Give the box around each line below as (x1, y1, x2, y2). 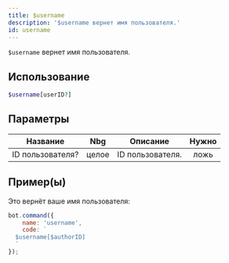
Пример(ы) (8, 175, 67, 189)
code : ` (22, 226, 47, 234)
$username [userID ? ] (8, 91, 72, 99)
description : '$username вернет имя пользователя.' (8, 19, 180, 27)
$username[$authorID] (15, 233, 86, 241)
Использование (8, 70, 90, 83)
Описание (129, 135, 170, 146)
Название (26, 135, 65, 146)
